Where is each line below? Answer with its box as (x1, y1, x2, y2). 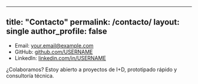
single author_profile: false (6, 26, 107, 36)
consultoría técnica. (6, 72, 54, 79)
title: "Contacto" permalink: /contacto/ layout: (6, 17, 180, 27)
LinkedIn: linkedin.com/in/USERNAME (14, 54, 106, 62)
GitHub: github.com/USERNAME (14, 48, 93, 55)
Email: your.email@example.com (14, 42, 94, 49)
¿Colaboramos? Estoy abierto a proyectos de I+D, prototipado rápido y (6, 66, 177, 73)
